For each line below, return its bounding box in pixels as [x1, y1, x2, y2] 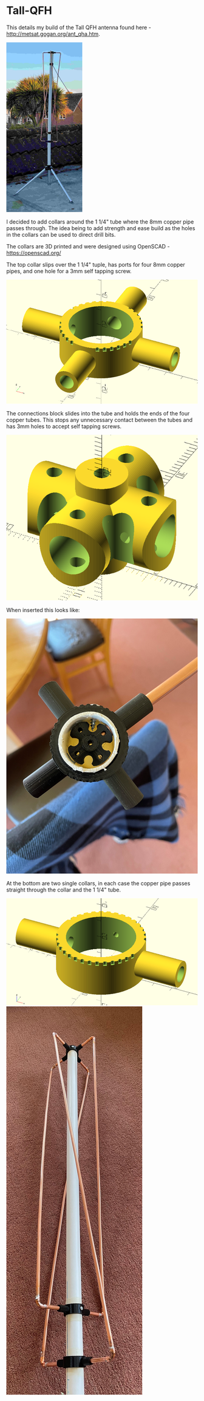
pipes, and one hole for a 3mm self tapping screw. [6, 268, 132, 275]
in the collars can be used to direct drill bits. [6, 231, 116, 239]
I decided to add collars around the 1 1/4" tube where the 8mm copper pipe [6, 218, 194, 225]
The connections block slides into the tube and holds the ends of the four [6, 409, 190, 417]
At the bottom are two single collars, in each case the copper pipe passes [6, 880, 191, 887]
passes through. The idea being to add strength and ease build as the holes [6, 225, 195, 232]
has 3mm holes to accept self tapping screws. [6, 423, 122, 430]
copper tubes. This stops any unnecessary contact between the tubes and [6, 416, 193, 423]
